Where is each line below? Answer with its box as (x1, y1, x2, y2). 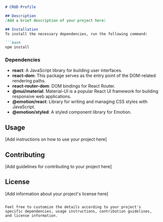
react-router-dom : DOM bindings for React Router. (12, 83, 116, 89)
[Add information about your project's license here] (5, 191, 109, 197)
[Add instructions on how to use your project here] (5, 136, 107, 142)
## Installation (5, 27, 38, 32)
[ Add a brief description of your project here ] (5, 18, 106, 23)
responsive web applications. (12, 94, 71, 99)
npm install (5, 45, 29, 50)
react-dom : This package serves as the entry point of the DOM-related (12, 73, 156, 78)
